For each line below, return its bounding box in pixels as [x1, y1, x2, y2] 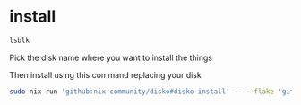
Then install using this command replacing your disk [9, 69, 202, 80]
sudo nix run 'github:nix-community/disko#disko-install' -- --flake [9, 87, 275, 96]
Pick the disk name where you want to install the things [9, 52, 213, 63]
